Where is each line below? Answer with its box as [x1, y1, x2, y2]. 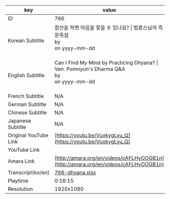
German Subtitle [8, 101, 47, 108]
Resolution [8, 185, 33, 192]
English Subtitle [8, 72, 45, 79]
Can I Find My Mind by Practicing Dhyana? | [54, 59, 158, 66]
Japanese [8, 117, 31, 124]
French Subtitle [8, 93, 44, 99]
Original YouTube [8, 132, 49, 138]
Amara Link [8, 158, 35, 165]
